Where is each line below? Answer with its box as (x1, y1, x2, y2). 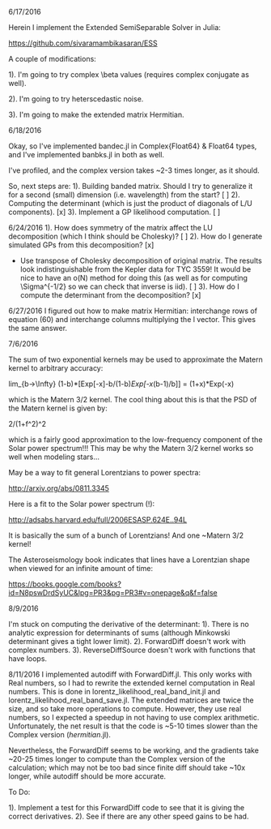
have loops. (8, 654, 47, 664)
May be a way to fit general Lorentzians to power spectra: (8, 468, 201, 477)
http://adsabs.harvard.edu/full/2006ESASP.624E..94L (8, 515, 188, 524)
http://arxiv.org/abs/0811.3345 (8, 483, 109, 493)
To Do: (8, 787, 31, 797)
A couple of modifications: (8, 54, 97, 63)
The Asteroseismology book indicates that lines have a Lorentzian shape (8, 555, 251, 565)
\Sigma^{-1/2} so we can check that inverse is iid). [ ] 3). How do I (19, 281, 240, 291)
